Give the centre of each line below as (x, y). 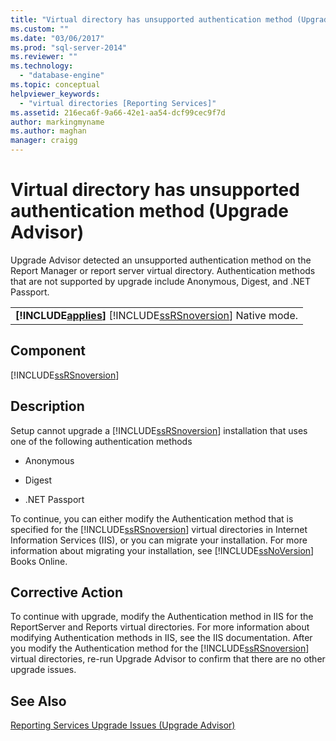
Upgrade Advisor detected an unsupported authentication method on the (161, 260)
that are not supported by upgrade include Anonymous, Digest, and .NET (160, 281)
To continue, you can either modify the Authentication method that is (152, 518)
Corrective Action (66, 592)
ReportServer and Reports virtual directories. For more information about (160, 627)
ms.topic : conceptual (55, 85)
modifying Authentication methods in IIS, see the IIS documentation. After (161, 638)
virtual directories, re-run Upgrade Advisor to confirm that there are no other (168, 659)
